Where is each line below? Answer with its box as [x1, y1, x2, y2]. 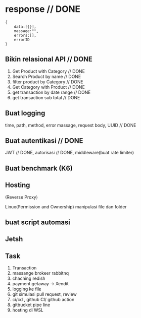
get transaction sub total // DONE [12, 94, 80, 100]
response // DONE [5, 3, 81, 15]
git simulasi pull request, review [12, 291, 77, 297]
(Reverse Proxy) [5, 194, 38, 200]
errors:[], [14, 33, 37, 38]
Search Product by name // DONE [12, 73, 81, 79]
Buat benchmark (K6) [5, 164, 73, 172]
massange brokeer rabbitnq [12, 270, 69, 276]
